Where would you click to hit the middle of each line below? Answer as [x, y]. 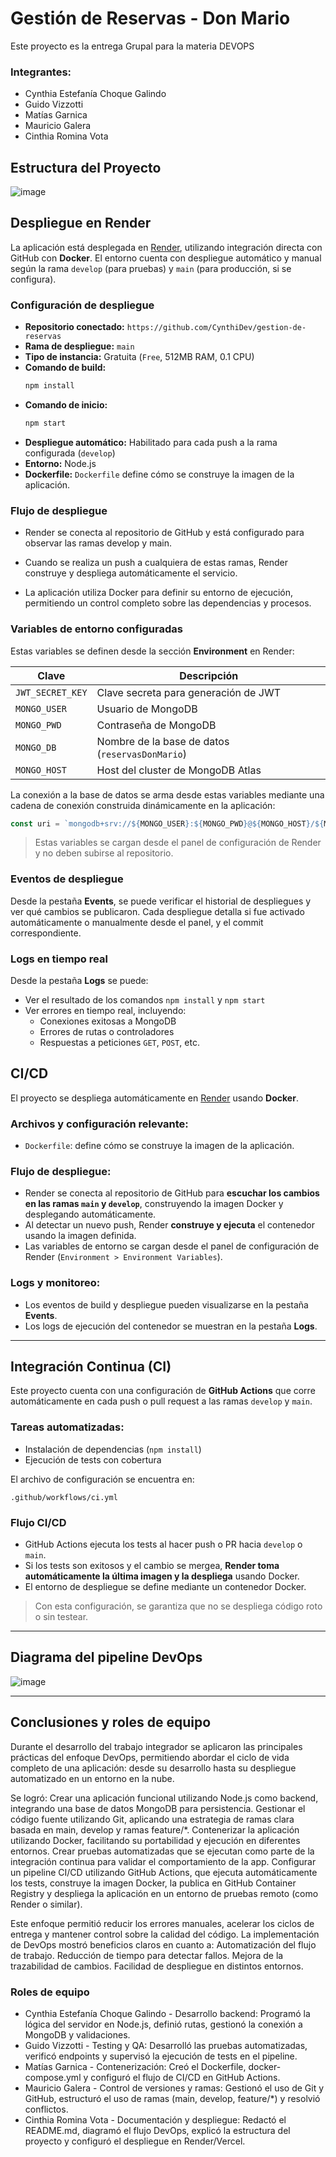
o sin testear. [61, 1617]
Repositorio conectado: [74, 327]
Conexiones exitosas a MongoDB [108, 1021]
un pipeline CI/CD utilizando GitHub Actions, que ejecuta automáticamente [164, 1872]
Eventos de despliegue [67, 879]
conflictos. [46, 2109]
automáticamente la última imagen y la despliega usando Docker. [162, 1576]
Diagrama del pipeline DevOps [106, 1657]
